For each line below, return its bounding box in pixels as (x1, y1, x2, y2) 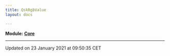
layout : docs (5, 12, 33, 17)
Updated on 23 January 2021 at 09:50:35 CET (5, 45, 102, 51)
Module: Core (5, 30, 35, 36)
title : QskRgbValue (5, 7, 47, 13)
